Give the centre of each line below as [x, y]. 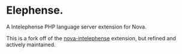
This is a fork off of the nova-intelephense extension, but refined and [91, 38]
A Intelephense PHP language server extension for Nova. [76, 27]
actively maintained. [31, 45]
